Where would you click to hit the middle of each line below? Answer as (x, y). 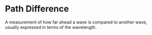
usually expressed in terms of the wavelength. (51, 27)
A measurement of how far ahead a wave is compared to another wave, (76, 22)
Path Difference (37, 9)
